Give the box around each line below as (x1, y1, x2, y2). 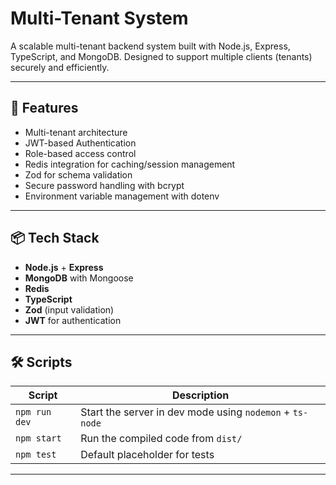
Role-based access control (24, 147, 137, 159)
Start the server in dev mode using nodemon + (80, 405, 291, 419)
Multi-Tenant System (10, 7, 189, 30)
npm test (15, 449, 57, 461)
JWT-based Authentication (24, 137, 137, 149)
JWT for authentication (24, 314, 122, 326)
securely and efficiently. (10, 61, 110, 73)
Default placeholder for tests (80, 448, 215, 462)
